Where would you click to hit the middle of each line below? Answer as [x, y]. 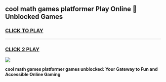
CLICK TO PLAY [24, 31]
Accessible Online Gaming [33, 74]
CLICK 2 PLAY [22, 49]
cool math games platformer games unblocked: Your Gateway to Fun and [82, 69]
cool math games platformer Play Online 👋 [71, 9]
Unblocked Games [34, 17]
